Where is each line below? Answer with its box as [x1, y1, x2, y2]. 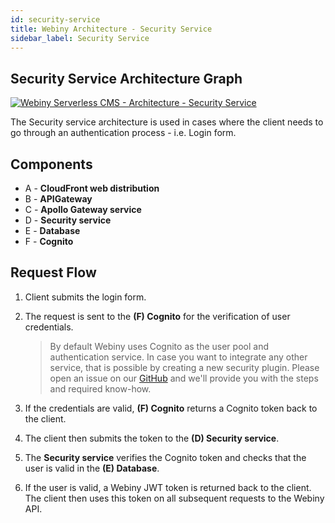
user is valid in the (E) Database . [24, 462, 160, 474]
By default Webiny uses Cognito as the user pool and [49, 340, 269, 352]
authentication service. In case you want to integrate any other [49, 351, 308, 363]
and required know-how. [49, 382, 152, 395]
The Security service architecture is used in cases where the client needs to [10, 116, 324, 128]
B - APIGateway [24, 193, 93, 205]
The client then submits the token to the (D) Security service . [24, 432, 280, 444]
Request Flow [10, 264, 97, 281]
